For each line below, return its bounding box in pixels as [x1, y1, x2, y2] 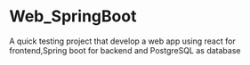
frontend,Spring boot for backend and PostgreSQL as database [9, 45, 241, 55]
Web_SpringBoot [9, 6, 137, 27]
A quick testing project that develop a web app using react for [9, 36, 236, 46]
